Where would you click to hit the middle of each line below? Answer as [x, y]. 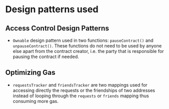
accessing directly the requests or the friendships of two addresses [84, 90]
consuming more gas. [35, 101]
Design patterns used [52, 9]
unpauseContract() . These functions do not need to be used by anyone [87, 46]
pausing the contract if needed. [46, 57]
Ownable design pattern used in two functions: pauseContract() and [83, 40]
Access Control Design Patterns [57, 28]
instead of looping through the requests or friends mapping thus [81, 96]
